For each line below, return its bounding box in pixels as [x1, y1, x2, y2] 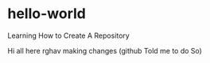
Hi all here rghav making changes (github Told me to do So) [7, 46, 202, 55]
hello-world [7, 5, 87, 23]
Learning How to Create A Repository [7, 31, 130, 40]
